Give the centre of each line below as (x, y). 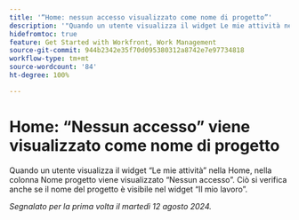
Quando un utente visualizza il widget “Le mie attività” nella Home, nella (141, 170)
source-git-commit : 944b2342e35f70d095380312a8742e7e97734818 (127, 51)
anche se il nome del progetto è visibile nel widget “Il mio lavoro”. (129, 189)
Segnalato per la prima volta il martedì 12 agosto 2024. (110, 206)
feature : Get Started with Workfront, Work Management (113, 42)
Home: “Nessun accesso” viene (130, 126)
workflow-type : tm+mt (49, 59)
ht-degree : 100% (39, 75)
